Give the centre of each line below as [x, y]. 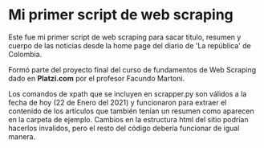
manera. [22, 136]
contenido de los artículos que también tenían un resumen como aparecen [131, 111]
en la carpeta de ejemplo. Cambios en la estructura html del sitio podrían [128, 119]
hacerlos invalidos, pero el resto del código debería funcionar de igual [124, 128]
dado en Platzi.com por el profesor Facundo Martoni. [97, 78]
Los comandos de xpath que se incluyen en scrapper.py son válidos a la [128, 93]
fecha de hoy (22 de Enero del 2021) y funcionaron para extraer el [118, 102]
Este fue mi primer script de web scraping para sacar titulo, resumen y [125, 37]
